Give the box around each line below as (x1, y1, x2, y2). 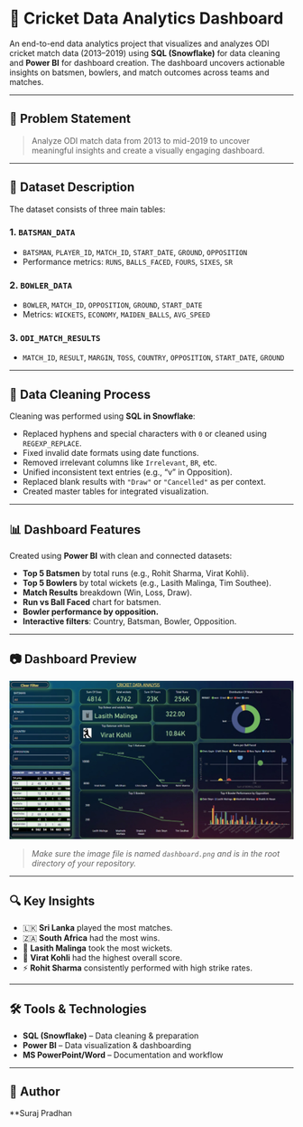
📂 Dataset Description (9, 180, 135, 195)
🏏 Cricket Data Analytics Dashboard (9, 8, 284, 29)
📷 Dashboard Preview (9, 651, 137, 668)
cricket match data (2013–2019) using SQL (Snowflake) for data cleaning (9, 47, 280, 58)
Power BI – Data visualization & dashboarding (22, 1039, 192, 1050)
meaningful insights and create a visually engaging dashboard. (31, 145, 265, 156)
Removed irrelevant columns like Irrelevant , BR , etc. (22, 457, 217, 469)
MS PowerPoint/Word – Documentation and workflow (22, 1049, 224, 1060)
